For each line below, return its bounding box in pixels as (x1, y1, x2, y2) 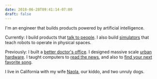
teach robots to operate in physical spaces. (5, 39, 92, 45)
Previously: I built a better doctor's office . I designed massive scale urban (5, 49, 152, 55)
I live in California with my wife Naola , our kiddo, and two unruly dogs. (5, 68, 144, 74)
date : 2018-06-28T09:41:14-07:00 (5, 7, 73, 12)
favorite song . (5, 59, 33, 65)
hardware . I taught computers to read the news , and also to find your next (5, 54, 153, 60)
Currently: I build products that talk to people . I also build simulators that (5, 34, 149, 40)
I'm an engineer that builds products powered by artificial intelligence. (5, 25, 144, 31)
